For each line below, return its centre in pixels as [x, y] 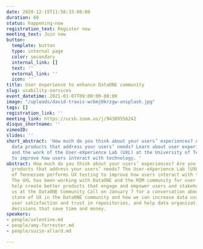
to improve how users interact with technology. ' [77, 158]
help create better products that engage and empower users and [94, 186]
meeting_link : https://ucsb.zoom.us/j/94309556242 [71, 118]
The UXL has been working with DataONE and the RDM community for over [104, 181]
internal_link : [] [35, 62]
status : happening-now [35, 23]
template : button [34, 46]
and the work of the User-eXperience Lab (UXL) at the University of [101, 152]
